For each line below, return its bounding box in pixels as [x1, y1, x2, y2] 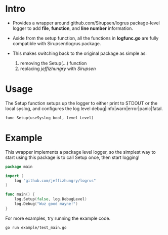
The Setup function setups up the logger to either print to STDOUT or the [5, 100, 158, 106]
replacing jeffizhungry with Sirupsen [20, 65, 96, 72]
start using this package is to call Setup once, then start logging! [5, 154, 140, 160]
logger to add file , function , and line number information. [12, 25, 133, 31]
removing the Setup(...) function [20, 60, 87, 66]
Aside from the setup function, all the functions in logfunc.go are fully [12, 35, 159, 41]
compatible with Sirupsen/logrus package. [12, 40, 101, 46]
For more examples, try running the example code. [5, 215, 111, 221]
